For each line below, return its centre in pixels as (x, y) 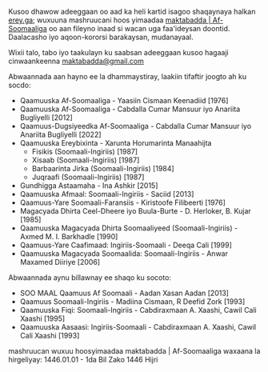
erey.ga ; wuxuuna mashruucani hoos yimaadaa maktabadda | (110, 20)
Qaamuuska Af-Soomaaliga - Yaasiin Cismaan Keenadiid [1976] (124, 100)
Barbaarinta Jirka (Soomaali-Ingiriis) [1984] (103, 168)
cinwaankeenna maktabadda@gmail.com (76, 61)
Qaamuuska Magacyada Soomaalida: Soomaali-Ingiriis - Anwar (124, 254)
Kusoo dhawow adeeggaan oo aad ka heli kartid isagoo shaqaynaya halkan (132, 12)
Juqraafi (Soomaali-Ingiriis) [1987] (88, 177)
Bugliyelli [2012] (46, 118)
